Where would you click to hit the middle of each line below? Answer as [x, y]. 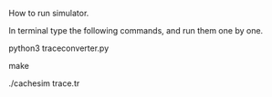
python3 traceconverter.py [59, 48]
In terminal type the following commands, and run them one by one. [136, 30]
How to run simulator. [49, 13]
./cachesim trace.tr [44, 83]
